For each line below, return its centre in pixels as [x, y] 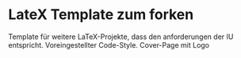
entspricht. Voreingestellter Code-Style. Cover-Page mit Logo [109, 44]
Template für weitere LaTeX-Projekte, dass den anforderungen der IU [121, 37]
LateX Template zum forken [101, 15]
